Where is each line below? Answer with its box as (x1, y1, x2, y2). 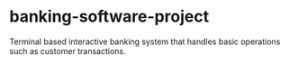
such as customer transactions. (9, 45, 126, 56)
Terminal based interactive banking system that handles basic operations (9, 36, 281, 47)
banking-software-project (9, 6, 210, 27)
